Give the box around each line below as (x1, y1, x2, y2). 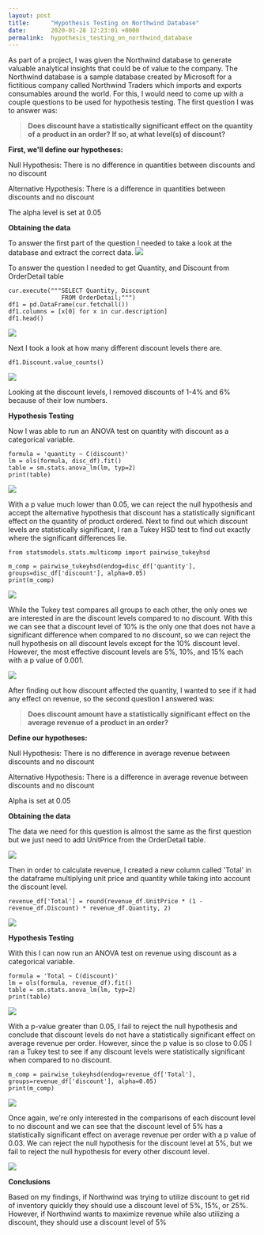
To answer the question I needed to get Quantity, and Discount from (8, 263, 229, 273)
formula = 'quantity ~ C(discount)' (8, 450, 129, 458)
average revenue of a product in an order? (27, 718, 168, 728)
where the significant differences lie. (8, 534, 127, 543)
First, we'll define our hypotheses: (8, 145, 124, 154)
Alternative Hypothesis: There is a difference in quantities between (8, 184, 226, 194)
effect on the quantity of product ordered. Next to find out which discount (8, 516, 248, 526)
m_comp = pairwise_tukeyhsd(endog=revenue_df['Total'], (8, 1070, 196, 1079)
